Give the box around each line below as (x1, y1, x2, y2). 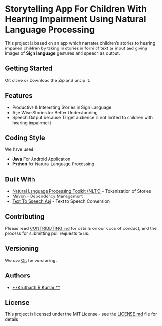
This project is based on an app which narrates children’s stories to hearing (5, 40, 156, 46)
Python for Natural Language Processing (12, 161, 95, 167)
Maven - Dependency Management (12, 193, 83, 199)
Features (5, 91, 32, 100)
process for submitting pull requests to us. (5, 230, 90, 236)
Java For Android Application (12, 156, 71, 162)
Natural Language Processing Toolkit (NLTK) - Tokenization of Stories (12, 188, 151, 194)
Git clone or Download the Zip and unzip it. (5, 77, 91, 83)
